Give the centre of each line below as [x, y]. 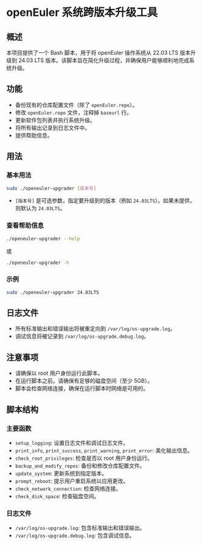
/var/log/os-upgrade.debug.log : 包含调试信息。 [75, 536]
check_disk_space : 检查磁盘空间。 [57, 496]
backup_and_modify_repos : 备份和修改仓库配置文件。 [80, 465]
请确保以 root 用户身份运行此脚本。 [59, 373]
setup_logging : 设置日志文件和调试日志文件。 [72, 443]
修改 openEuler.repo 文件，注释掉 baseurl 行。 [73, 112]
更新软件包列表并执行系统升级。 [55, 120]
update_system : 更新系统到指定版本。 [61, 473]
